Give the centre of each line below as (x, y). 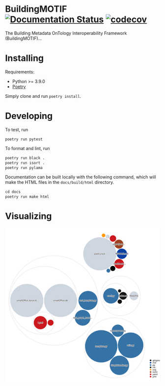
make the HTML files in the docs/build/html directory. (60, 182)
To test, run (17, 129)
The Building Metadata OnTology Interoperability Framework (66, 33)
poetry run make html (27, 197)
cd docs (13, 192)
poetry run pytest (24, 139)
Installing (25, 58)
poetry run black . (25, 158)
